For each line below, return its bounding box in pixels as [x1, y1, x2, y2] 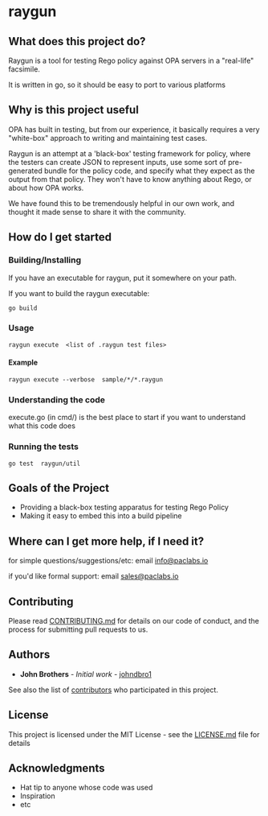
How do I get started [8, 230, 112, 244]
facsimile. [8, 64, 40, 74]
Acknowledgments [8, 761, 106, 775]
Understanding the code [8, 394, 106, 405]
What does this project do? [8, 35, 146, 48]
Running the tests [8, 441, 79, 452]
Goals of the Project [8, 481, 110, 495]
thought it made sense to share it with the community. [8, 207, 186, 216]
